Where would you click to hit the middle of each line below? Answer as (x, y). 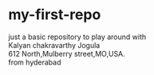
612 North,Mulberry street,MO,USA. (67, 53)
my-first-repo (55, 15)
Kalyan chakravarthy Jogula (54, 45)
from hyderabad (35, 62)
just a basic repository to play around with (77, 37)
